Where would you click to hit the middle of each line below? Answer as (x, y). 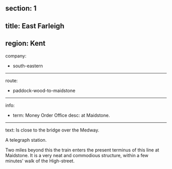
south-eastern (28, 66)
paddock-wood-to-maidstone (44, 90)
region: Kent (25, 43)
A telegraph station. (26, 140)
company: (16, 55)
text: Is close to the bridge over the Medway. (52, 130)
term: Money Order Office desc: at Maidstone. (61, 115)
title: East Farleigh (35, 26)
